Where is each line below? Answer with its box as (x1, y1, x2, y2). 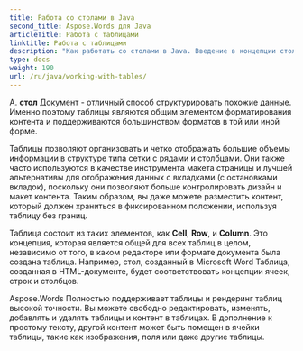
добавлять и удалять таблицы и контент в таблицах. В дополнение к (9, 312, 273, 323)
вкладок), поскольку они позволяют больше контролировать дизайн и (9, 181, 282, 192)
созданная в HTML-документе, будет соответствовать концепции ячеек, (9, 265, 290, 276)
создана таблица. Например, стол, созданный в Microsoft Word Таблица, (9, 256, 290, 267)
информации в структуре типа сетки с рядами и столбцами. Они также (9, 152, 286, 163)
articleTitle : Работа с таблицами (9, 30, 140, 39)
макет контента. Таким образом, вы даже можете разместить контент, (9, 190, 284, 201)
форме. (9, 125, 38, 136)
